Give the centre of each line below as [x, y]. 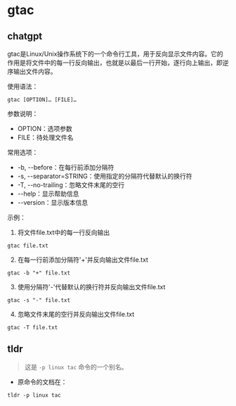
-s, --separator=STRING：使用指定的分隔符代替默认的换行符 [105, 176]
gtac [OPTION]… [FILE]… [42, 100]
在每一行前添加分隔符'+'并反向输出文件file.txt [83, 260]
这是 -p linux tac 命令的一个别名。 [76, 367]
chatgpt [25, 36]
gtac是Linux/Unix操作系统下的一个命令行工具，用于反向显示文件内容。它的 [115, 54]
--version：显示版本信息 [53, 202]
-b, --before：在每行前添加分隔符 [66, 167]
